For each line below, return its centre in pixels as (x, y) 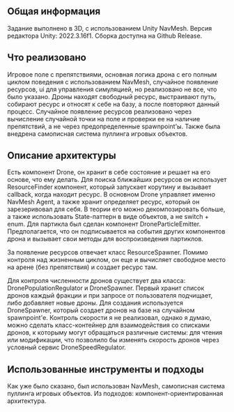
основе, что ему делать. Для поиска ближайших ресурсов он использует (117, 180)
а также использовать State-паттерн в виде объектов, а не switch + (108, 217)
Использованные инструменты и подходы (106, 369)
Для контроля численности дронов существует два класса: (96, 281)
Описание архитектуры (62, 156)
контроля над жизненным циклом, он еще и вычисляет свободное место (117, 260)
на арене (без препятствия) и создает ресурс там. (83, 267)
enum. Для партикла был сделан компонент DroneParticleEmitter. (104, 224)
